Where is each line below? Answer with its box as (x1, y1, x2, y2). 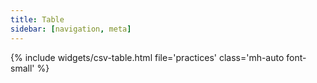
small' (10, 62, 35, 74)
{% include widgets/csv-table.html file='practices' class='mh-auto (10, 51, 285, 63)
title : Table (10, 14, 65, 25)
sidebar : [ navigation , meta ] (10, 24, 132, 34)
